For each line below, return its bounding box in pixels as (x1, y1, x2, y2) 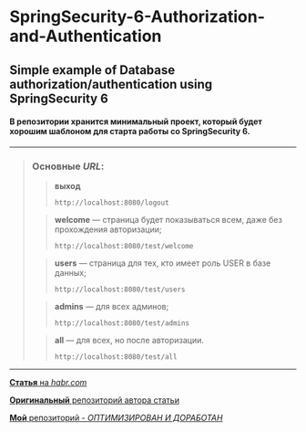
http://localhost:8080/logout (54, 198, 170, 207)
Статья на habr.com (9, 377, 87, 388)
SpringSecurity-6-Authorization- (9, 6, 266, 27)
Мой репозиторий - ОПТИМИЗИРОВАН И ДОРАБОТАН (9, 413, 223, 424)
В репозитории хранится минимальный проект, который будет (9, 116, 262, 127)
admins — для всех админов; (54, 301, 169, 312)
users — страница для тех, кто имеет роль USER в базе (54, 258, 271, 269)
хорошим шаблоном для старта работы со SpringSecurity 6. (9, 126, 250, 137)
